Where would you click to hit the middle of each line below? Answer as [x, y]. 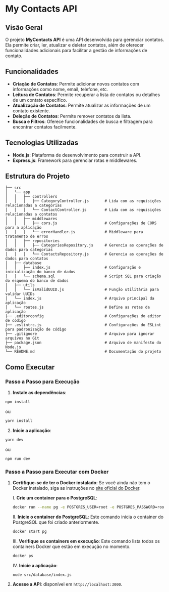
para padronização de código [36, 329]
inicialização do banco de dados [40, 272]
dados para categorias [29, 250]
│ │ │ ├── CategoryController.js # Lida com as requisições [83, 201]
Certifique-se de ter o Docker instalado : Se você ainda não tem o [81, 482]
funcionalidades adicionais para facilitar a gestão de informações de [76, 50]
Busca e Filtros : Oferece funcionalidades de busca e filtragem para [82, 121]
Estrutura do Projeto [38, 176]
